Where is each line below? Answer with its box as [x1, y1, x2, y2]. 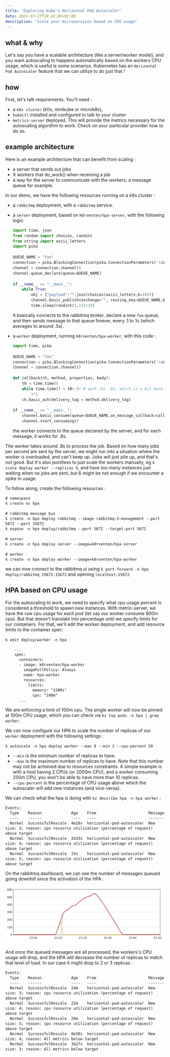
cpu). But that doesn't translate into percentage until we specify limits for [5, 616, 158, 622]
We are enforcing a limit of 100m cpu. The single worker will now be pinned [5, 707, 163, 713]
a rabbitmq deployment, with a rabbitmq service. [12, 202, 113, 208]
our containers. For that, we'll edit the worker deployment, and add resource [5, 621, 165, 627]
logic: [12, 217, 24, 224]
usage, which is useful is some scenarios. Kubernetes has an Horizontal [5, 63, 157, 69]
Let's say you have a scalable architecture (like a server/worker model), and [5, 52, 164, 58]
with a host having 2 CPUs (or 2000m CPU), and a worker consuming [12, 769, 158, 775]
